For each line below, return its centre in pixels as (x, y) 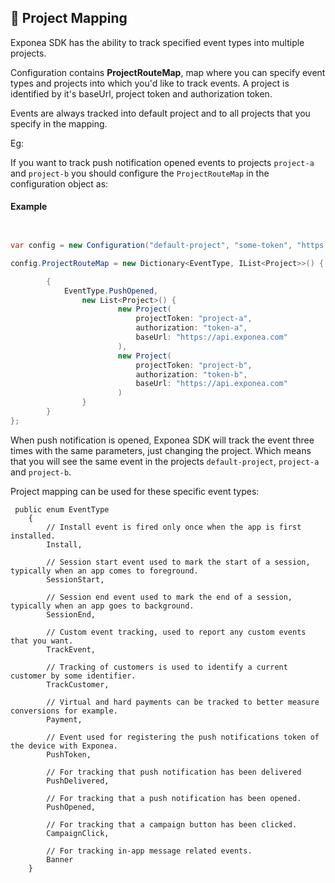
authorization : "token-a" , (191, 328)
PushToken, (69, 754)
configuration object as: (59, 183)
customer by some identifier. (73, 676)
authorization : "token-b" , (191, 374)
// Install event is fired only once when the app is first (174, 527)
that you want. (42, 641)
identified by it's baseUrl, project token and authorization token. (141, 93)
